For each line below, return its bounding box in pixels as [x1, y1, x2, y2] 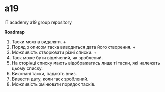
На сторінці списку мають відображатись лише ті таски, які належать [11, 60, 160, 66]
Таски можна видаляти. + [11, 38, 66, 45]
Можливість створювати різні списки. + [11, 49, 97, 55]
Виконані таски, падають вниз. [11, 70, 77, 76]
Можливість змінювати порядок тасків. [11, 81, 96, 87]
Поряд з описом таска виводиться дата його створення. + [11, 44, 136, 50]
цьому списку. [11, 65, 43, 71]
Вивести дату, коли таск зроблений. [11, 76, 89, 82]
